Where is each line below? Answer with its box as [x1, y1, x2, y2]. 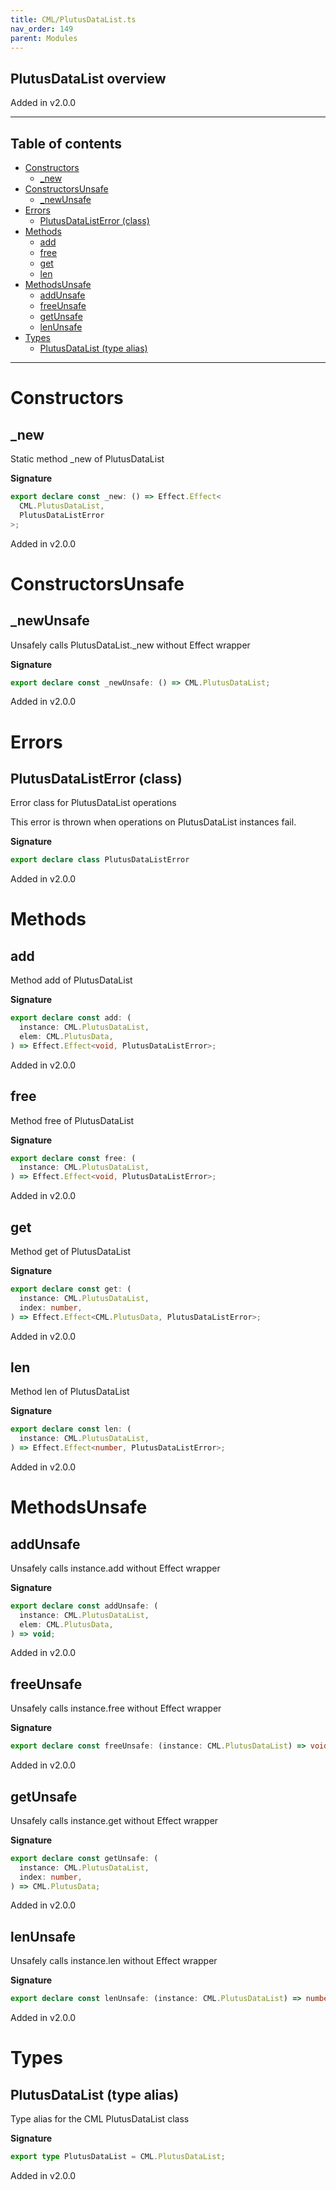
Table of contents [10, 135, 122, 152]
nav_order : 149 [10, 24, 74, 34]
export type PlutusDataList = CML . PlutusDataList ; [10, 2152, 226, 2162]
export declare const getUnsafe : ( [10, 1853, 159, 1863]
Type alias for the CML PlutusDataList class [10, 2113, 190, 2125]
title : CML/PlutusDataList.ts [10, 14, 137, 25]
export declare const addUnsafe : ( [10, 1601, 159, 1611]
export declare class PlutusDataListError [10, 855, 190, 865]
